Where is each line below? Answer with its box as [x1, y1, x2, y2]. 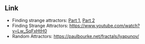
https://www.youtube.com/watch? [69, 22, 140, 28]
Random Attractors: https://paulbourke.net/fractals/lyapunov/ [12, 33, 139, 39]
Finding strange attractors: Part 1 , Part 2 [12, 17, 95, 23]
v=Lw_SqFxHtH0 [12, 27, 47, 34]
